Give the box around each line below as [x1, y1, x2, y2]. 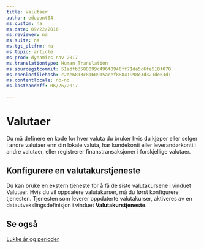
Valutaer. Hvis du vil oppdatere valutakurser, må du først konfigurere [6, 188, 179, 196]
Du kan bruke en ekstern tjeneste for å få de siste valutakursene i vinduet [6, 182, 191, 189]
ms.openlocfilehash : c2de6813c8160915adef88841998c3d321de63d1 [6, 72, 172, 78]
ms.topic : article [6, 49, 53, 55]
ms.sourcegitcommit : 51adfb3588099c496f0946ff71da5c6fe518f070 [6, 65, 172, 72]
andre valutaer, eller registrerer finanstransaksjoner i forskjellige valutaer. [6, 147, 191, 155]
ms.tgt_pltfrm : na [6, 43, 53, 50]
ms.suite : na [6, 37, 40, 43]
